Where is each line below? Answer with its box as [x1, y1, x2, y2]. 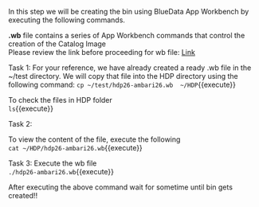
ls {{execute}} [8, 103, 54, 113]
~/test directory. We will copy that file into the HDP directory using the [8, 72, 239, 80]
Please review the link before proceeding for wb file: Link [8, 48, 195, 57]
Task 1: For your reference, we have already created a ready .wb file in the [8, 63, 252, 72]
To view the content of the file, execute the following [8, 135, 181, 144]
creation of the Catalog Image [8, 39, 106, 49]
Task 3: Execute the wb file [8, 158, 97, 168]
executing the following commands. [8, 15, 126, 25]
